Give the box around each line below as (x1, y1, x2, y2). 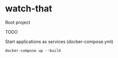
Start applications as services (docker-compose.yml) (5, 38, 114, 45)
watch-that (5, 3, 53, 14)
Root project (5, 19, 31, 25)
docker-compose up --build (5, 48, 61, 53)
